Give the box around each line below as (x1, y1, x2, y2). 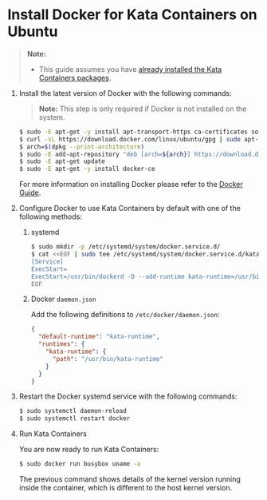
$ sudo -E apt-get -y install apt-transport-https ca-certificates (18, 128, 249, 136)
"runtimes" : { (37, 340, 85, 348)
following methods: (18, 212, 83, 221)
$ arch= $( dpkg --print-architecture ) (18, 142, 145, 151)
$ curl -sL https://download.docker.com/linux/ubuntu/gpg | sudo (18, 135, 241, 143)
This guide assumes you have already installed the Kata (38, 64, 222, 73)
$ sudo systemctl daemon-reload (18, 407, 127, 415)
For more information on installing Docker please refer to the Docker (18, 180, 244, 189)
